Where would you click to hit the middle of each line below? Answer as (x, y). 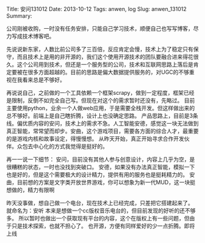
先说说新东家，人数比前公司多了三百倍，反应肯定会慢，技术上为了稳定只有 (100, 49)
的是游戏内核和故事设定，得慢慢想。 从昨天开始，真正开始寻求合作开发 (95, 139)
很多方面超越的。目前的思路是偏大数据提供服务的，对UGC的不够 (108, 72)
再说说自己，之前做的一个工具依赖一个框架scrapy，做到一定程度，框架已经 (100, 93)
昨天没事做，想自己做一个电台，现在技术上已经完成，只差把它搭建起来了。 (100, 203)
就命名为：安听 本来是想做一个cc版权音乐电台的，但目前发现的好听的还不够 (101, 211)
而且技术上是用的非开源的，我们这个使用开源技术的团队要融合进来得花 (105, 57)
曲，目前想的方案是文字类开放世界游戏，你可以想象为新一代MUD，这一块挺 (101, 182)
